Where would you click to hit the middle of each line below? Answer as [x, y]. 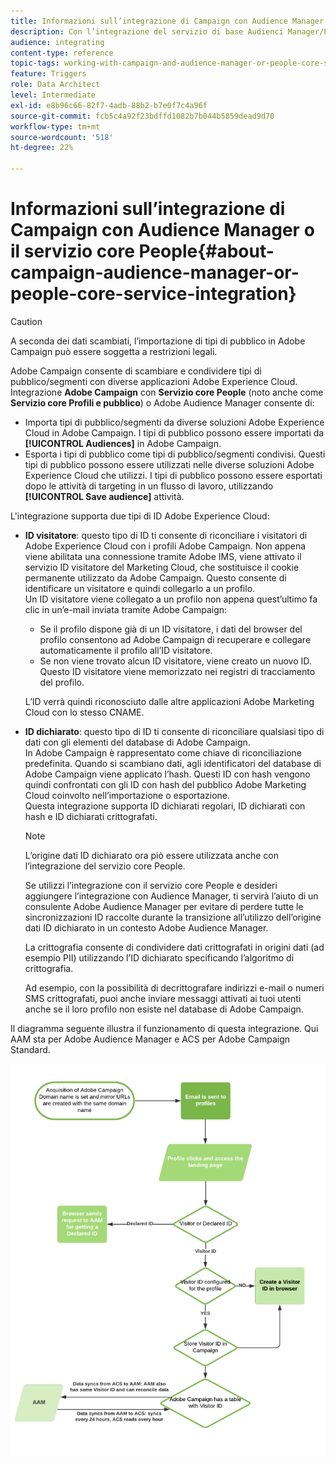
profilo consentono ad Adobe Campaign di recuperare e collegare [175, 639]
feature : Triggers [48, 74]
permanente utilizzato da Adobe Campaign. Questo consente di [155, 577]
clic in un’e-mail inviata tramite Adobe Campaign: [126, 609]
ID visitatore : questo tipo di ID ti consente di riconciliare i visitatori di [166, 535]
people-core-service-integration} [153, 294]
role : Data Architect [55, 85]
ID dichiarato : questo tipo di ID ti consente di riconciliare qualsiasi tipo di [174, 731]
